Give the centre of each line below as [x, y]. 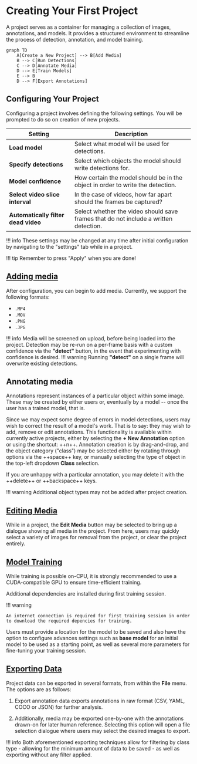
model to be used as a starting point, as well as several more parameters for [98, 644]
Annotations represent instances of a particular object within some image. [95, 396]
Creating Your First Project [72, 11]
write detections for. [102, 168]
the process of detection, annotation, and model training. [75, 39]
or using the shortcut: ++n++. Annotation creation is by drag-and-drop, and [97, 445]
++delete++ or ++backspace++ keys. [52, 481]
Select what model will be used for [122, 144]
